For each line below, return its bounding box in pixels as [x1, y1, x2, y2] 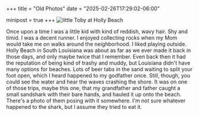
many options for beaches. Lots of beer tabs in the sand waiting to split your [6, 66, 193, 73]
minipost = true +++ [6, 17, 55, 23]
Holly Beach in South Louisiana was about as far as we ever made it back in [6, 47, 191, 54]
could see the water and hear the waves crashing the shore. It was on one [6, 78, 188, 85]
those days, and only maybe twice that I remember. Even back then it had [6, 53, 186, 60]
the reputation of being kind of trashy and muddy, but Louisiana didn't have [6, 59, 191, 66]
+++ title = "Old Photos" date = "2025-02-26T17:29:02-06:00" [6, 5, 160, 12]
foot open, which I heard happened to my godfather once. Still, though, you [6, 72, 191, 79]
